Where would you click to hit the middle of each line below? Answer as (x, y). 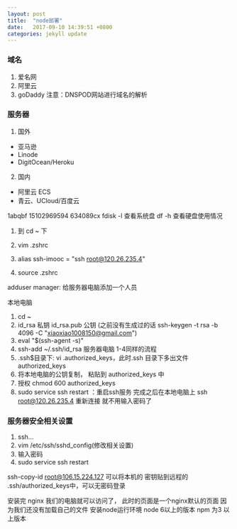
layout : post (27, 14)
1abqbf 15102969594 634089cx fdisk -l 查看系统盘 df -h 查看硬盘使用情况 (115, 216)
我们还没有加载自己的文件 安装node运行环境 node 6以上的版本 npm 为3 (117, 510)
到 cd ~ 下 (32, 231)
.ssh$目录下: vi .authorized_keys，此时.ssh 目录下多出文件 (103, 358)
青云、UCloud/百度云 (49, 200)
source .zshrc (38, 272)
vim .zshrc (33, 245)
